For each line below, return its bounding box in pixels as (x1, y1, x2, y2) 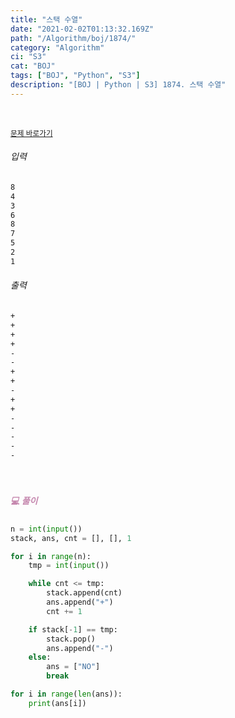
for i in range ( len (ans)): (10, 689, 123, 700)
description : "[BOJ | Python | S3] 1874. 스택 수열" (10, 80, 227, 90)
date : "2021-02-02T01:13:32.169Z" (10, 24, 155, 34)
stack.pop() (46, 634, 97, 644)
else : (28, 652, 52, 663)
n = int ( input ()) (10, 524, 83, 534)
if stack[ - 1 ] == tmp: (28, 624, 118, 635)
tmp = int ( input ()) (28, 561, 110, 571)
